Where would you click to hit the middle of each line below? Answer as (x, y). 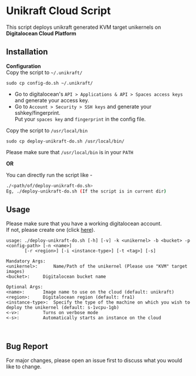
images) (16, 272)
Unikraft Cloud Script (58, 11)
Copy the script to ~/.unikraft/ (44, 72)
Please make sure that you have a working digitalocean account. (84, 224)
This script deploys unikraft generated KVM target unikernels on (84, 27)
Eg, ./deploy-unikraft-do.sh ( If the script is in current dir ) (86, 191)
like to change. (24, 367)
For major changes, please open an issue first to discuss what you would (94, 361)
